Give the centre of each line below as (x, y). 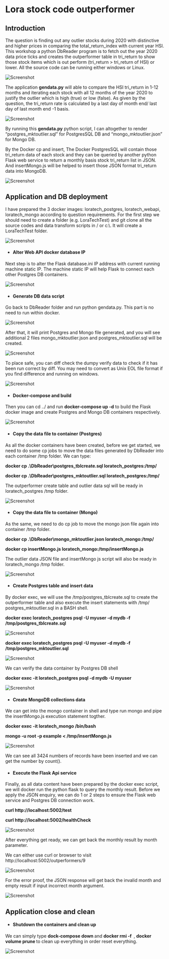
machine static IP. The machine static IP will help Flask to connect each (80, 269)
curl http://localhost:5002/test (39, 810)
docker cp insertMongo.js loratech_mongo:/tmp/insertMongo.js (74, 549)
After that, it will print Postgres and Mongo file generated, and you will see (83, 333)
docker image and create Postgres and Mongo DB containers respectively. (83, 412)
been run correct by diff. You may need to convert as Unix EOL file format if (84, 368)
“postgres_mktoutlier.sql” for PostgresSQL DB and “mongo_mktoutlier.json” (84, 134)
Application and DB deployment (57, 197)
